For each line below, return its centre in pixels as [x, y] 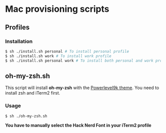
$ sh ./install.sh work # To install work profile [58, 56]
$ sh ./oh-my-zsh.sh [26, 116]
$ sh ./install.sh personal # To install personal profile [67, 51]
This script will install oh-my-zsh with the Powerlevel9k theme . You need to [82, 88]
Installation [19, 41]
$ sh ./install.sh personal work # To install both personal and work [79, 61]
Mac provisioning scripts [57, 9]
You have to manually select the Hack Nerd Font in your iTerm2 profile [78, 125]
